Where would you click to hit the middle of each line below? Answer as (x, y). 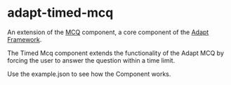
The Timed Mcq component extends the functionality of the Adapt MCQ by (116, 53)
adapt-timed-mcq (60, 13)
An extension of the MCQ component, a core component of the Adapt (108, 32)
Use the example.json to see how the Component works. (89, 74)
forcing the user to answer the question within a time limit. (91, 60)
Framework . (25, 39)
